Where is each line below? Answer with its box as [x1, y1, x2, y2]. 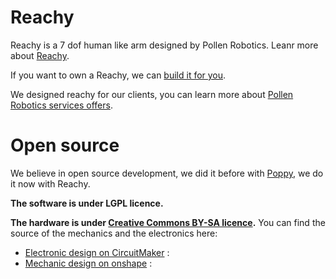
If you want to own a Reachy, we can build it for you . [10, 69, 227, 81]
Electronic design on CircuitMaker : [24, 246, 170, 258]
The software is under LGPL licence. [10, 197, 164, 209]
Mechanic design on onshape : [24, 257, 153, 269]
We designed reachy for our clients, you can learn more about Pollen [10, 88, 294, 100]
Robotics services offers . [10, 99, 113, 111]
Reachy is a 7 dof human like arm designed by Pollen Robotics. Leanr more [10, 39, 319, 51]
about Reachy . [10, 49, 70, 61]
